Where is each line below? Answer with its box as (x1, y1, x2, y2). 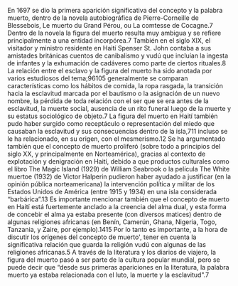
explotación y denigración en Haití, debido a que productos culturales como (7, 157, 229, 166)
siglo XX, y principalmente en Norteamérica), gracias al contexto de (7, 149, 206, 158)
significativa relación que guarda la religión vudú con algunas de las (7, 240, 206, 248)
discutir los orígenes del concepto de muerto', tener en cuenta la (7, 233, 197, 241)
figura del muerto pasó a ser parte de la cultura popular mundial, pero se (7, 255, 220, 264)
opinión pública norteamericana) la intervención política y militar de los (7, 180, 215, 188)
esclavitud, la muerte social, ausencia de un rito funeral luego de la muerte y (7, 105, 232, 112)
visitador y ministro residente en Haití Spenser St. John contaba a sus (7, 44, 212, 52)
